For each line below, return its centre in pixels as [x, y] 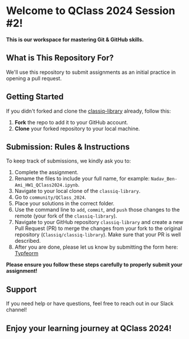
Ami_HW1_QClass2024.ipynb [46, 185]
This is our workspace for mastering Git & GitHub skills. [75, 39]
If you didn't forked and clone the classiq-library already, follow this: [89, 111]
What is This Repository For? [60, 58]
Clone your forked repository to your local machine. [77, 128]
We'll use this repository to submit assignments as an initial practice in [91, 72]
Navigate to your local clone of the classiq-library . [77, 191]
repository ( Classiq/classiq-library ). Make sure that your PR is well [97, 235]
